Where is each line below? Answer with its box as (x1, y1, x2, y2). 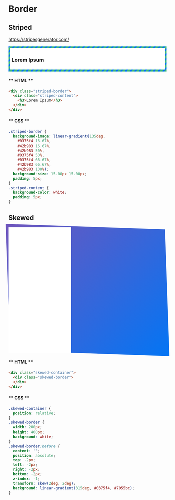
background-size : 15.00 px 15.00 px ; (13, 171, 87, 176)
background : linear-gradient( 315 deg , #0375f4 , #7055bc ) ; (13, 485, 135, 491)
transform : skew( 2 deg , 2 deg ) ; (13, 481, 76, 486)
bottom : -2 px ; (13, 472, 42, 477)
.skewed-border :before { (8, 444, 60, 449)
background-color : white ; (13, 190, 67, 195)
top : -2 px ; (13, 458, 36, 463)
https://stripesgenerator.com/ (8, 36, 69, 42)
